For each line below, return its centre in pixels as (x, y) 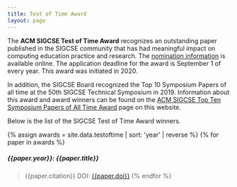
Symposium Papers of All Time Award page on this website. (94, 107)
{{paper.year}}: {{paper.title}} (53, 158)
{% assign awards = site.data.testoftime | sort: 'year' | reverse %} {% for (113, 135)
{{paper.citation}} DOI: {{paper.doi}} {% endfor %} (98, 176)
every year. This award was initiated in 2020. (73, 71)
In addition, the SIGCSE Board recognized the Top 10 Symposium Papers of (117, 84)
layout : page (27, 21)
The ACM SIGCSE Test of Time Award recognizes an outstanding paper (112, 40)
